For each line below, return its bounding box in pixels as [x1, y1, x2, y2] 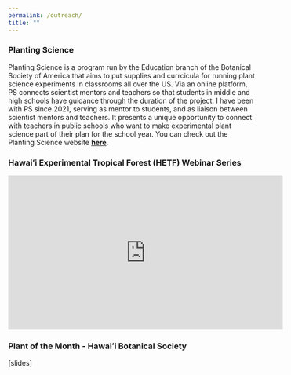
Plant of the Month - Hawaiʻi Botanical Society [8, 340, 187, 351]
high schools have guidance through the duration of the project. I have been [8, 96, 254, 105]
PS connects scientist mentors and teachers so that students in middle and [8, 87, 250, 96]
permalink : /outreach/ [8, 11, 82, 20]
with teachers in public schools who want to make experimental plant [8, 121, 231, 130]
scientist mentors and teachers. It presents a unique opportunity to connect [8, 112, 253, 122]
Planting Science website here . [8, 137, 109, 147]
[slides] [8, 359, 33, 368]
